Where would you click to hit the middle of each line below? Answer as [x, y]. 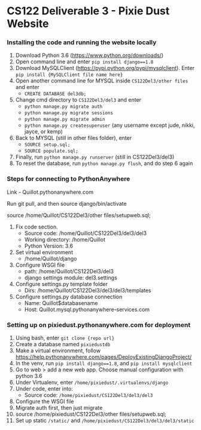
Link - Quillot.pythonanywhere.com [50, 192]
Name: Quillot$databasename [61, 303]
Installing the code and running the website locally [82, 42]
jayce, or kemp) [44, 132]
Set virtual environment [44, 252]
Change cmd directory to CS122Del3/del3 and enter [78, 100]
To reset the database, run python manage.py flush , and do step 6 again [104, 163]
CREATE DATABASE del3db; [55, 94]
